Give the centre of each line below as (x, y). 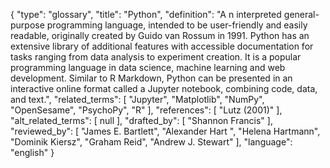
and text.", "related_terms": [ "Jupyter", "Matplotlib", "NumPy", (137, 99)
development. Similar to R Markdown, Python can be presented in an (151, 78)
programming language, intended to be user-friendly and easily (177, 25)
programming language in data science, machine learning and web (148, 67)
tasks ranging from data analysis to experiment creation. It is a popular (156, 57)
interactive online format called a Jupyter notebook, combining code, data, (164, 88)
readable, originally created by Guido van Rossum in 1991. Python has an (160, 35)
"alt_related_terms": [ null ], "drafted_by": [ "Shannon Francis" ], (141, 120)
